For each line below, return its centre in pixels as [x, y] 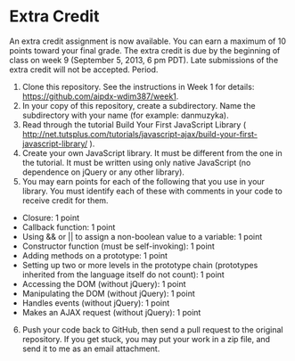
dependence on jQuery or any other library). [103, 172]
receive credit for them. [65, 200]
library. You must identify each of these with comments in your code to [152, 191]
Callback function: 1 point [69, 227]
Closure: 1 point [51, 217]
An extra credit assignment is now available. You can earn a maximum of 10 [148, 41]
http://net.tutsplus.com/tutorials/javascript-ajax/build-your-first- [140, 134]
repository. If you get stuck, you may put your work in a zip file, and [146, 339]
